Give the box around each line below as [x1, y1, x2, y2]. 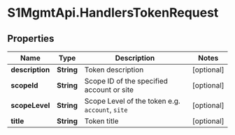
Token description [84, 65, 144, 74]
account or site [84, 85, 134, 95]
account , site [84, 105, 128, 114]
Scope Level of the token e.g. [84, 96, 180, 106]
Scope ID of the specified [84, 77, 168, 86]
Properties [7, 33, 55, 45]
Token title [84, 116, 119, 126]
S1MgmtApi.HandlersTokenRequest [7, 5, 219, 21]
